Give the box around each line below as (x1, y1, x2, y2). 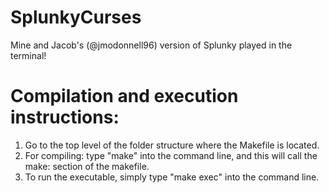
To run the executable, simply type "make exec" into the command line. (24, 171, 320, 183)
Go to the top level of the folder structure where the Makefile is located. (24, 139, 320, 151)
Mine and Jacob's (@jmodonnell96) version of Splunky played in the (10, 39, 293, 51)
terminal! (10, 49, 47, 61)
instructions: (10, 106, 120, 129)
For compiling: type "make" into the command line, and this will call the (24, 149, 318, 161)
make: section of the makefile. (24, 160, 150, 172)
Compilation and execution (10, 85, 239, 108)
